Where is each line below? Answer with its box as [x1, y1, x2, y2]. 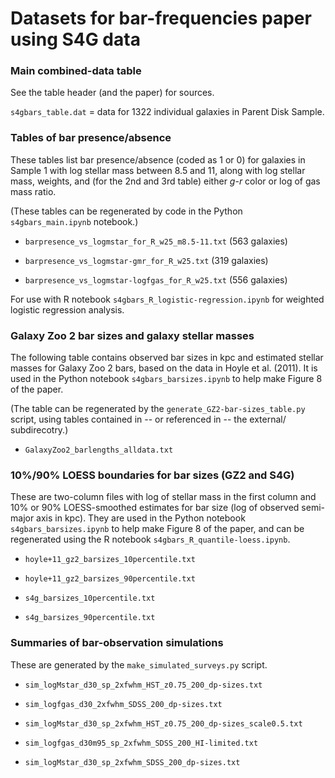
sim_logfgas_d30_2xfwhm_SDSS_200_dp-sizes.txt [24, 699, 223, 709]
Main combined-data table [10, 64, 142, 78]
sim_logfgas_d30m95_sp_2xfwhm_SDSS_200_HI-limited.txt [24, 738, 259, 748]
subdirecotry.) [10, 424, 69, 436]
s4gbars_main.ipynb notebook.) [10, 215, 139, 227]
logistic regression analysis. [10, 303, 125, 316]
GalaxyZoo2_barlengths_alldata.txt [24, 445, 174, 456]
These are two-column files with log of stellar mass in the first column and [10, 491, 317, 503]
